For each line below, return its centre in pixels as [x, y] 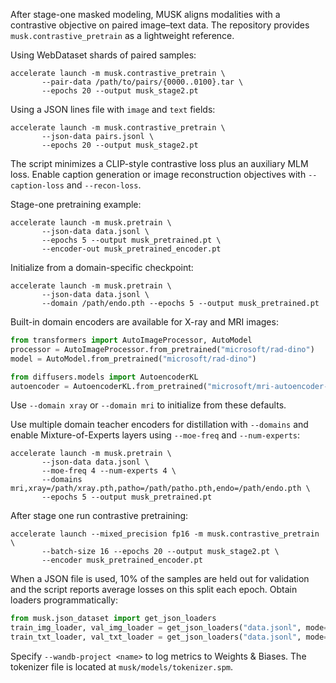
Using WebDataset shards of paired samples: [103, 55]
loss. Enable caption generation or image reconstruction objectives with [158, 174]
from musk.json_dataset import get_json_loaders [113, 619]
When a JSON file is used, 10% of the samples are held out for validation [160, 579]
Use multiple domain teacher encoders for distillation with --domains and [159, 425]
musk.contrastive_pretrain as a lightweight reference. [122, 35]
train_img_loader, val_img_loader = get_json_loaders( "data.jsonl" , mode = [169, 628]
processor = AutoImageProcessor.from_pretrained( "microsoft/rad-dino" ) [162, 349]
